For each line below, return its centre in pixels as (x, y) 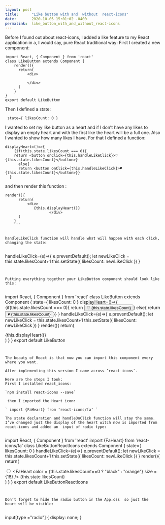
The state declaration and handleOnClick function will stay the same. (80, 419)
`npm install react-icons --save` (41, 392)
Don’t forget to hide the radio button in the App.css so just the (77, 500)
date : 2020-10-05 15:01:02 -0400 (46, 19)
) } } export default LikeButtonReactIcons (47, 482)
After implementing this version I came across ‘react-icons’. (71, 371)
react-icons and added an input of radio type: (56, 427)
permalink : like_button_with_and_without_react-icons (63, 23)
